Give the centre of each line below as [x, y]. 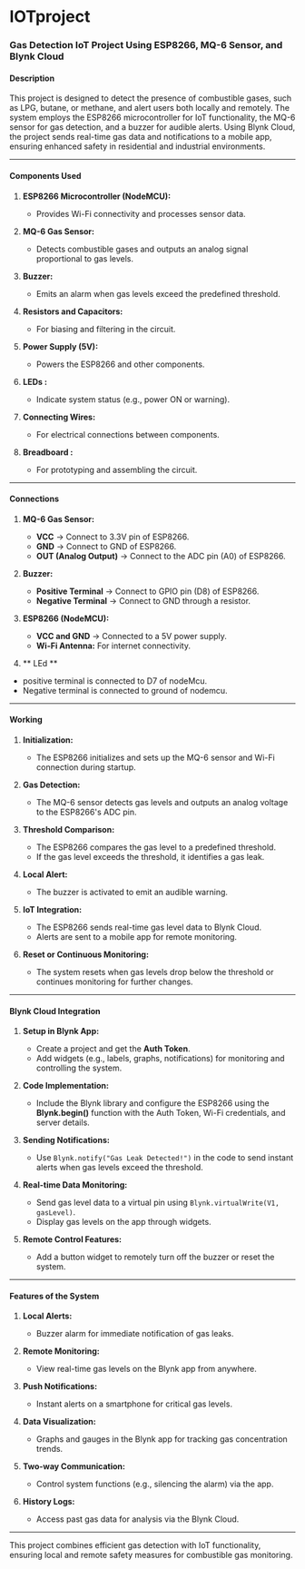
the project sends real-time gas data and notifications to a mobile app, [141, 137]
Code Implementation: [65, 1086]
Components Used [45, 175]
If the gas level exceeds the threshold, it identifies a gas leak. [150, 856]
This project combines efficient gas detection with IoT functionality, [135, 1545]
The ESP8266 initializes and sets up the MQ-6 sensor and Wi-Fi [155, 757]
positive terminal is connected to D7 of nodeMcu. [114, 681]
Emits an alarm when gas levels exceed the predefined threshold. [158, 293]
